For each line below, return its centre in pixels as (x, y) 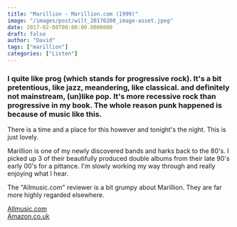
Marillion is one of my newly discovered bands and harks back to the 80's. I (118, 151)
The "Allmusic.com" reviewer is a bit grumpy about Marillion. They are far (115, 188)
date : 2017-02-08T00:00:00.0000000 (60, 27)
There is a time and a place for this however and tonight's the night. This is (117, 130)
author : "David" (31, 41)
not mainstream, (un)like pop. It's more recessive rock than (112, 96)
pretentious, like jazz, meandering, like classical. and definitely (118, 88)
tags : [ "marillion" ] (38, 47)
